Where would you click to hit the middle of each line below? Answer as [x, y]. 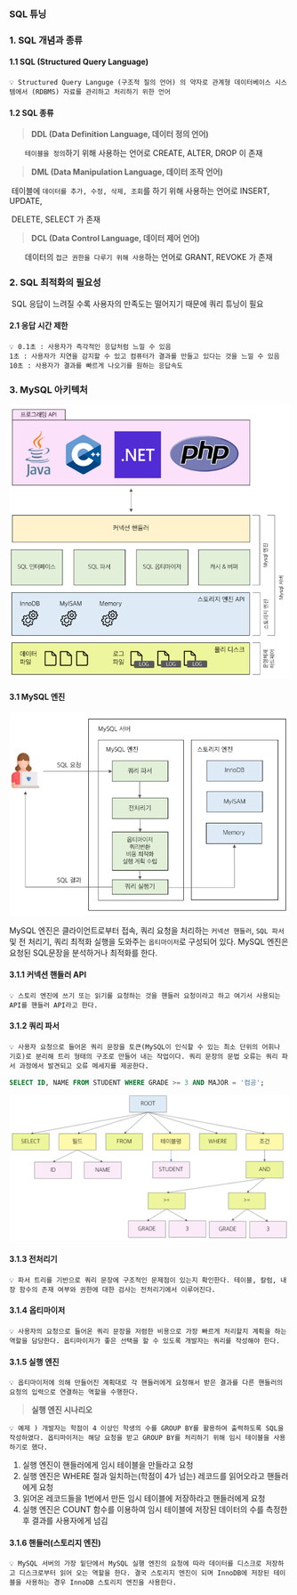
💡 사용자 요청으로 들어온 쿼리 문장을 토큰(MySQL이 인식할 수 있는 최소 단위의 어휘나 [145, 1047]
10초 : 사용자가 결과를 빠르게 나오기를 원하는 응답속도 [96, 366]
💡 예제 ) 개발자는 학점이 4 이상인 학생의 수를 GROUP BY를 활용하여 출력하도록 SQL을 [147, 1428]
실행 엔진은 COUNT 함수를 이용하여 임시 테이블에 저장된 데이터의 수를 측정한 [155, 1510]
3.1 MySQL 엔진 [37, 697]
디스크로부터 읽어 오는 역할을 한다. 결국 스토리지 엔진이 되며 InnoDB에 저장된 [144, 1574]
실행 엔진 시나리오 [62, 1410]
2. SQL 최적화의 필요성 [55, 282]
